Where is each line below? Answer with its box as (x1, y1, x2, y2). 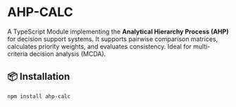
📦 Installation (7, 71, 70, 83)
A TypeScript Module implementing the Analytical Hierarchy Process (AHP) (7, 27, 229, 36)
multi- (193, 42, 211, 50)
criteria (7, 50, 28, 58)
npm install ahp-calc (7, 92, 71, 100)
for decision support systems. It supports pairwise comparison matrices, (7, 34, 218, 43)
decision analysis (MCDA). (29, 50, 106, 58)
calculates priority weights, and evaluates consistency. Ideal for (7, 42, 192, 50)
